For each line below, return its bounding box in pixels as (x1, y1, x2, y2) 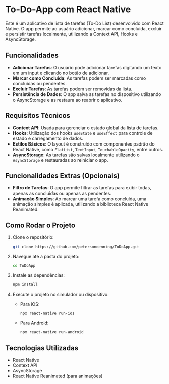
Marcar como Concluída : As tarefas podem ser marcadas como (12, 75, 146, 81)
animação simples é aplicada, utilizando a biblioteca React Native (12, 201, 149, 207)
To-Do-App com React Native (5, 4, 131, 15)
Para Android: (20, 320, 49, 326)
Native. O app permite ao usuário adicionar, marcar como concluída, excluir (5, 25, 162, 31)
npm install (12, 282, 38, 287)
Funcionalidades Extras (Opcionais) (5, 171, 120, 180)
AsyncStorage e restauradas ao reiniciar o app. (12, 157, 108, 163)
